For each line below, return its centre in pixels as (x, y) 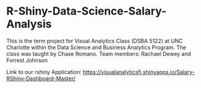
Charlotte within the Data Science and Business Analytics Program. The (96, 47)
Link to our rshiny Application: (44, 72)
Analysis (29, 24)
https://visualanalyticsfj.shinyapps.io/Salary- (139, 72)
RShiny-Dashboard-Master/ (41, 78)
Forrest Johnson (27, 60)
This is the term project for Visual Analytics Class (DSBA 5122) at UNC (95, 41)
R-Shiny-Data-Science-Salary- (86, 11)
